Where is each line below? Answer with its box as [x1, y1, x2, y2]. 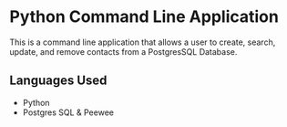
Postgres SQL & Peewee [22, 107, 114, 118]
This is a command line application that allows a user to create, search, [9, 37, 276, 48]
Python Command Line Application [9, 6, 280, 27]
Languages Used [9, 73, 108, 89]
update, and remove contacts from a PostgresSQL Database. [9, 46, 238, 57]
